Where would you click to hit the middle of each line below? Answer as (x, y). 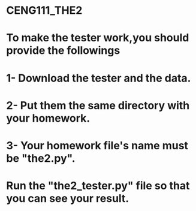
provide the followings (63, 51)
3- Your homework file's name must (97, 145)
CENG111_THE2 (44, 10)
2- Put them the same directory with (98, 105)
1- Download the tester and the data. (99, 78)
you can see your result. (68, 199)
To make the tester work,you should (98, 38)
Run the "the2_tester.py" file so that (98, 186)
